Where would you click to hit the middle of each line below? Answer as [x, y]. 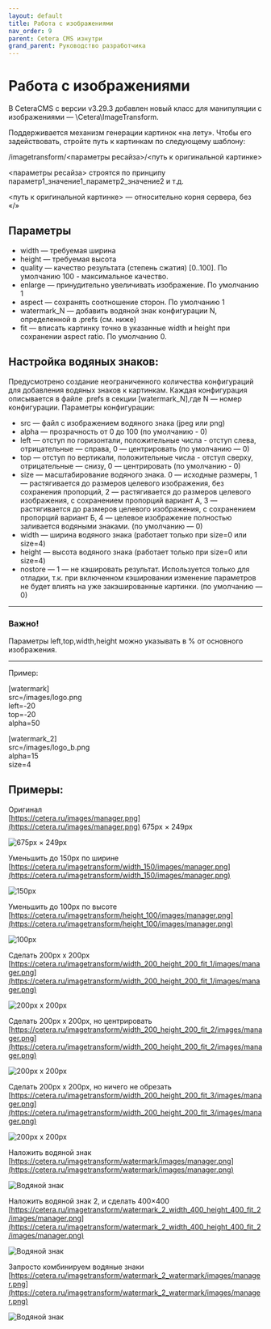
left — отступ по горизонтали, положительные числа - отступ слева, [138, 440]
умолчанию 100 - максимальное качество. [94, 276]
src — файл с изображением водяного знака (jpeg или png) [123, 422]
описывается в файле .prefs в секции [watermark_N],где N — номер [125, 398]
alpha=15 [23, 756]
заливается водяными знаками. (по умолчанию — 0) [111, 526]
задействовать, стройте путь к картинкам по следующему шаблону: [127, 142]
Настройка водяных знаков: [83, 362]
